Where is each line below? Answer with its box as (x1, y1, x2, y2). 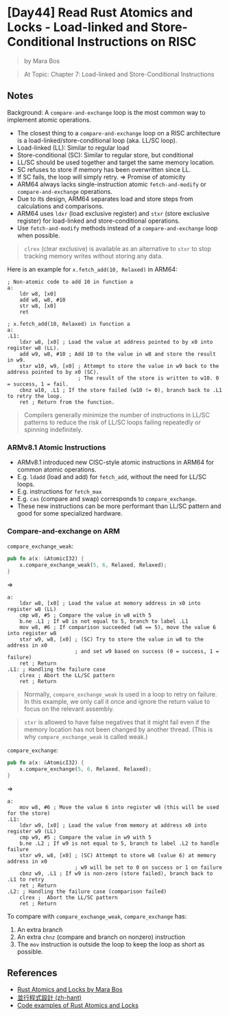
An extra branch (16, 925, 63, 934)
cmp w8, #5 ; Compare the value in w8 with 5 (19, 612, 152, 619)
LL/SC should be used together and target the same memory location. (16, 158, 215, 166)
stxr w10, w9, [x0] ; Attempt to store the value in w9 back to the (19, 362, 219, 369)
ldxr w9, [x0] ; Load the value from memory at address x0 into (19, 821, 207, 829)
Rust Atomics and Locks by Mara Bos (16, 985, 123, 994)
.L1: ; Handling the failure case (7, 665, 106, 673)
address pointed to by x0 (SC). (7, 368, 99, 375)
